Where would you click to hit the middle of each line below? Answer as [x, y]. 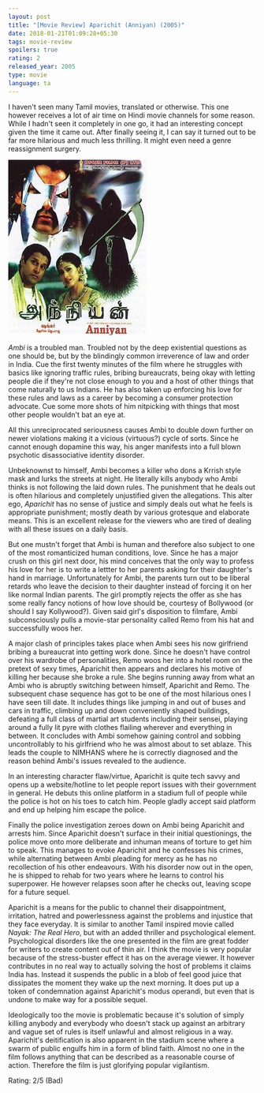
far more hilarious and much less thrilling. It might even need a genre [120, 140]
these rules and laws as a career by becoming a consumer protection [121, 398]
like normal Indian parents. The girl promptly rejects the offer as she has [125, 594]
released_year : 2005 [42, 67]
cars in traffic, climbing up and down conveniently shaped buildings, [119, 710]
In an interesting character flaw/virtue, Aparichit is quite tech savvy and [124, 776]
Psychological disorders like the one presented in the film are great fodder [129, 941]
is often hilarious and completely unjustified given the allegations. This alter [130, 495]
